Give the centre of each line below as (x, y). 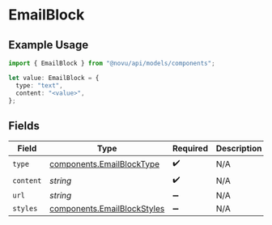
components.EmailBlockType (105, 163)
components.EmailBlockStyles (107, 209)
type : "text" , (39, 85)
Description (239, 149)
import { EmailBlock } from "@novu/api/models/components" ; (112, 63)
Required (191, 149)
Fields (24, 126)
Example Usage (49, 45)
